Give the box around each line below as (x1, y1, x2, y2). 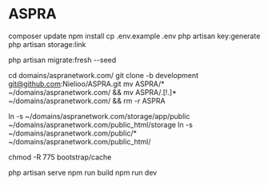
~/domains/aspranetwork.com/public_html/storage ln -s (8, 120, 194, 129)
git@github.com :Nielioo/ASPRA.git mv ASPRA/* (8, 79, 166, 89)
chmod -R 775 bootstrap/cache (8, 152, 112, 162)
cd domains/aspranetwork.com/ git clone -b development (8, 70, 198, 80)
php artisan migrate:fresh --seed (8, 55, 117, 65)
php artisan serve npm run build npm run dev (8, 167, 158, 177)
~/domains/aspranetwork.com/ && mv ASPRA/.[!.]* (8, 87, 178, 96)
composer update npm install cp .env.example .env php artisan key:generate (8, 31, 261, 41)
